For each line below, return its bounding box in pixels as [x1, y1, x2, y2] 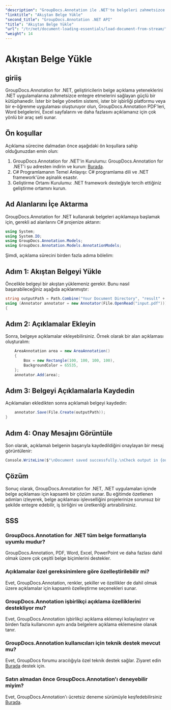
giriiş [5, 74, 22, 82]
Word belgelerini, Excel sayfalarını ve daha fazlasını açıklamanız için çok [5, 109, 156, 115]
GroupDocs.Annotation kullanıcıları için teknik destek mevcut [5, 639, 161, 647]
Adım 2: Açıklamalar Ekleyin [5, 319, 96, 328]
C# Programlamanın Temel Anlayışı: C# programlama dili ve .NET [12, 169, 149, 175]
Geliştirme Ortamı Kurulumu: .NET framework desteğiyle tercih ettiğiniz [12, 179, 162, 186]
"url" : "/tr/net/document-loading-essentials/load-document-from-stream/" [5, 27, 167, 32]
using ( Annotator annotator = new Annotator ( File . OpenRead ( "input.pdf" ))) [5, 301, 167, 306]
